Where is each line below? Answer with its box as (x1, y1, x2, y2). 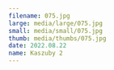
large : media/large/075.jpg (8, 19, 103, 27)
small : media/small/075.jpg (8, 27, 103, 35)
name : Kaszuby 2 (8, 49, 63, 57)
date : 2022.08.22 (8, 42, 67, 50)
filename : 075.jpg (8, 11, 70, 20)
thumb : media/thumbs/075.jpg (8, 34, 107, 43)
